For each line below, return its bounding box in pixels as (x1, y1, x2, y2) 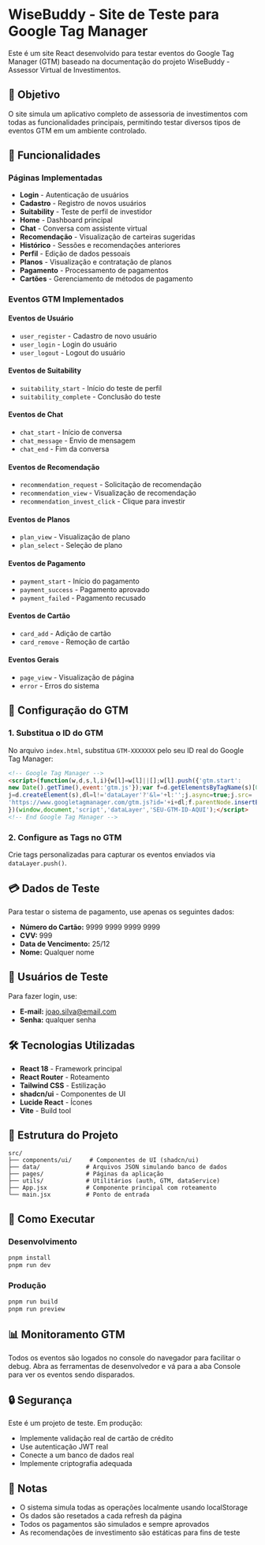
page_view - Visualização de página (19, 673, 135, 682)
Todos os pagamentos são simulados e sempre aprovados (19, 1520, 210, 1529)
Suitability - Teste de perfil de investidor (19, 207, 152, 216)
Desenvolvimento (8, 1236, 77, 1247)
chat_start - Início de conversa (19, 427, 122, 437)
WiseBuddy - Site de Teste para (8, 6, 219, 24)
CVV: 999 (19, 930, 53, 940)
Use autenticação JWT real (19, 1442, 109, 1452)
